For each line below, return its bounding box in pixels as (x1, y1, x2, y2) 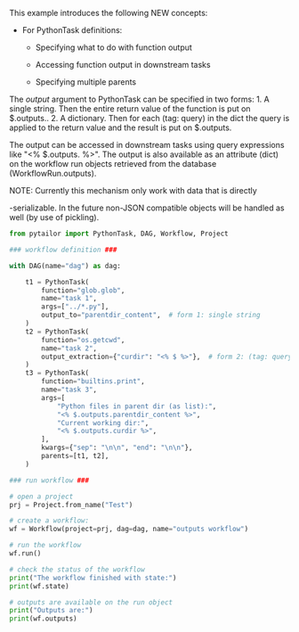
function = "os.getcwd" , (41, 335, 125, 344)
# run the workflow (9, 541, 82, 550)
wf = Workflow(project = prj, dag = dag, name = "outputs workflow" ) (9, 525, 249, 534)
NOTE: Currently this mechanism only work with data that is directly (9, 185, 258, 195)
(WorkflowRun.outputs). (9, 168, 97, 178)
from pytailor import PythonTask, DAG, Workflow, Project (9, 229, 229, 238)
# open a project (9, 492, 74, 501)
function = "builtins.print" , (41, 377, 145, 386)
